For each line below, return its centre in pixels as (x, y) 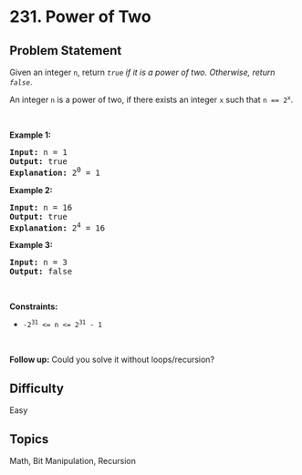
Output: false (41, 272)
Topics (29, 439)
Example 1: (31, 135)
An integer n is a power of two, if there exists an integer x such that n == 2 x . (151, 99)
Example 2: (31, 190)
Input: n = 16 (41, 207)
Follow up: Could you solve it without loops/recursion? (112, 360)
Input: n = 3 (39, 263)
